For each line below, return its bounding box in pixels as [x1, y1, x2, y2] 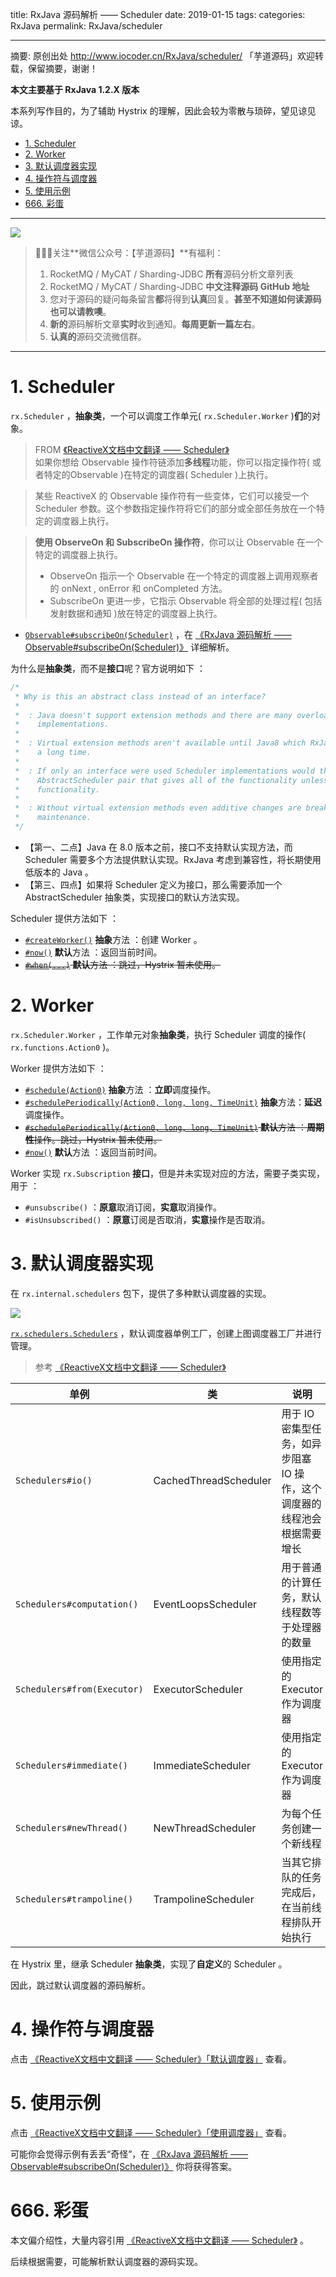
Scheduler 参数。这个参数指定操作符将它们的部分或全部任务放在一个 [34, 502, 317, 514]
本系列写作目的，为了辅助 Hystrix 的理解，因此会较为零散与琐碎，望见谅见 [10, 105, 317, 117]
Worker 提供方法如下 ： [10, 1062, 107, 1074]
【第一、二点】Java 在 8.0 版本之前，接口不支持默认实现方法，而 [24, 841, 293, 853]
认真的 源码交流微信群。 [49, 331, 147, 342]
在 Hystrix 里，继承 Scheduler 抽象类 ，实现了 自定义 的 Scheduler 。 [10, 1958, 288, 1970]
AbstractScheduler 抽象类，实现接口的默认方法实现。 [24, 891, 245, 903]
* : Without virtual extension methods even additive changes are [14, 803, 302, 813]
